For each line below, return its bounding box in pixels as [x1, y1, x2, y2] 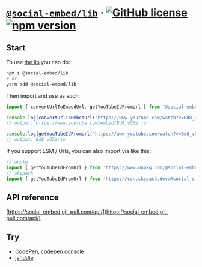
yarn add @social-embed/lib [6, 81, 77, 87]
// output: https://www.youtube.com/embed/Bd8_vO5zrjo [6, 120, 147, 126]
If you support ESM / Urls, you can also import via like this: [6, 148, 151, 154]
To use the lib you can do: [6, 59, 70, 65]
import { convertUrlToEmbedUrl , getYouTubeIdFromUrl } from [6, 104, 161, 110]
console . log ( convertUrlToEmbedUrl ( [6, 115, 96, 121]
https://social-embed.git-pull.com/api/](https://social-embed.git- [8, 208, 169, 215]
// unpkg [6, 159, 28, 165]
